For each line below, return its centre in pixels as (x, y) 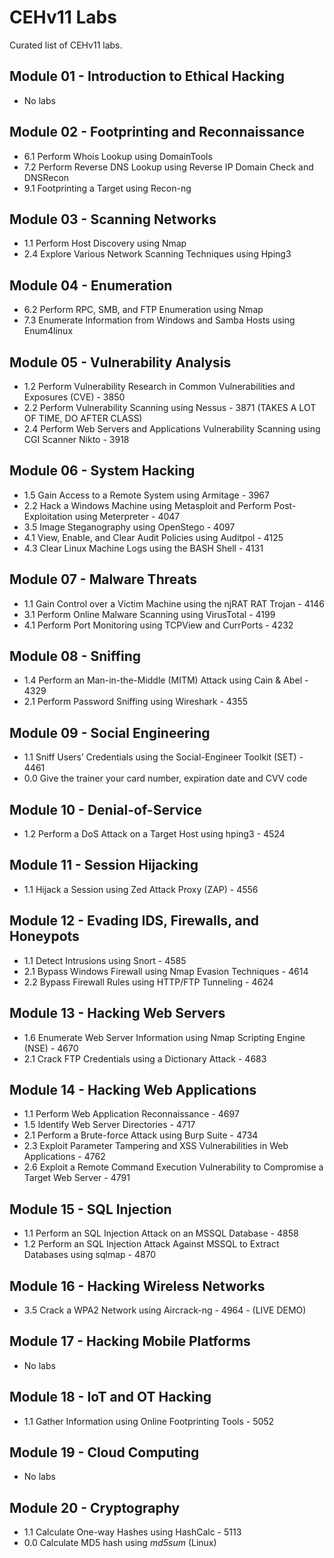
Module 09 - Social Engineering (110, 732)
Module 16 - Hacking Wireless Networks (137, 1286)
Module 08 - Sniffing (75, 656)
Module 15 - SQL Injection (90, 1209)
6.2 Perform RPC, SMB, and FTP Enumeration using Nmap (143, 310)
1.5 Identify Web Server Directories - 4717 (109, 1125)
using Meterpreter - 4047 (127, 516)
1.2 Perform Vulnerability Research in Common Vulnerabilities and (159, 386)
